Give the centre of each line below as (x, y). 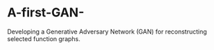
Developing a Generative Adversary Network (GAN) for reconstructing (107, 32)
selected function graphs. (44, 38)
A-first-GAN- (46, 13)
